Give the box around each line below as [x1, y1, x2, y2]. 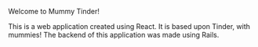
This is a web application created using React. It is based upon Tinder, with [8, 22, 251, 31]
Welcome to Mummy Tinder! [8, 7, 100, 16]
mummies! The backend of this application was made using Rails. [8, 31, 220, 39]
